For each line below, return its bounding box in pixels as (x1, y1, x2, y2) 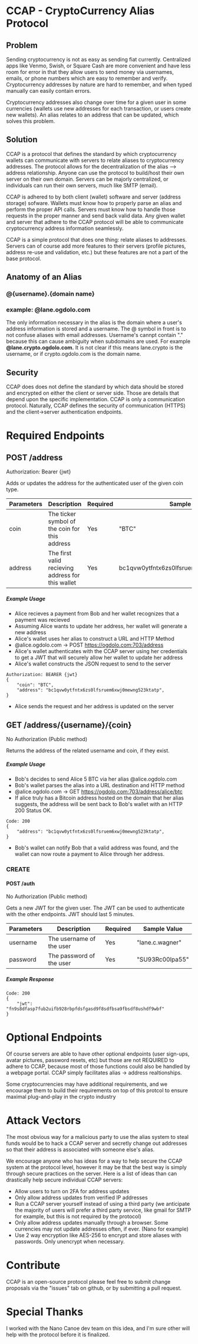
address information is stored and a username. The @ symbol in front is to (6, 325, 187, 332)
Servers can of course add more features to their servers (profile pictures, (6, 242, 186, 249)
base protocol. (6, 255, 41, 262)
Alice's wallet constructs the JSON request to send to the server (14, 660, 171, 667)
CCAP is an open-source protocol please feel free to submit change (6, 1278, 171, 1285)
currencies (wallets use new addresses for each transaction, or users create (6, 105, 192, 112)
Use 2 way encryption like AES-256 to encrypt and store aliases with (14, 1231, 181, 1239)
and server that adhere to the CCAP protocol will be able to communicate (6, 218, 184, 225)
